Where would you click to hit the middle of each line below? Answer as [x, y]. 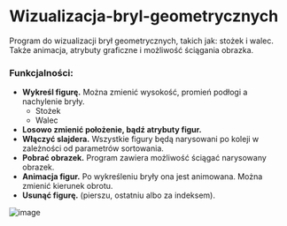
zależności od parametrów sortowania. [93, 148]
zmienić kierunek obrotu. [67, 186]
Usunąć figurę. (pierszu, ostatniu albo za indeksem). [118, 195]
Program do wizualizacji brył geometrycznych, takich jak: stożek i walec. [142, 41]
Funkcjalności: [41, 72]
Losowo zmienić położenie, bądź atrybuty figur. [112, 130]
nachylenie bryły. [53, 102]
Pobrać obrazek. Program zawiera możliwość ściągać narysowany [144, 158]
